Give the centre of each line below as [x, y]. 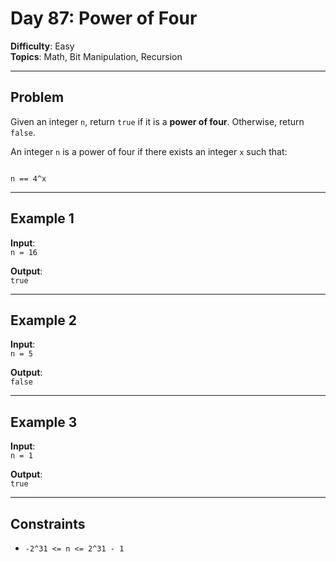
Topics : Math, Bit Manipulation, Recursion [96, 56]
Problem [37, 97]
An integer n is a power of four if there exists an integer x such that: [149, 151]
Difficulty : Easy [42, 46]
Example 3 [44, 422]
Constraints [48, 523]
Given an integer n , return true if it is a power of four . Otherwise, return [157, 121]
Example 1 [42, 218]
